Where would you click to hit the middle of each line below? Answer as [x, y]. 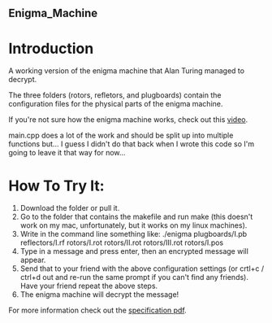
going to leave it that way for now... [67, 153]
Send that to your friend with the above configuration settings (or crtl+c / [142, 268]
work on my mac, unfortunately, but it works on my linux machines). [134, 225]
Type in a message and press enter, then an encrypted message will [134, 251]
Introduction [51, 48]
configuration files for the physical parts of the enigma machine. [116, 104]
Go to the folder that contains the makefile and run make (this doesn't [136, 217]
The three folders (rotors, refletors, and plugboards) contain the [115, 95]
